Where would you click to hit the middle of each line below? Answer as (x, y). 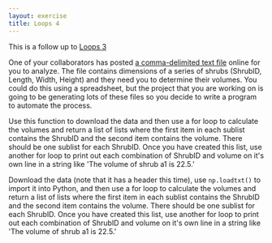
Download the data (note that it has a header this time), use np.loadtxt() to (135, 180)
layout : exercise (38, 16)
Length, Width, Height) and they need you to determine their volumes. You (133, 79)
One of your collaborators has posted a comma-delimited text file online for (134, 62)
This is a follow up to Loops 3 (58, 46)
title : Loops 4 (34, 23)
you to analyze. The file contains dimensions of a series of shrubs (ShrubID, (135, 70)
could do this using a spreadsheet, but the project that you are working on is (136, 88)
